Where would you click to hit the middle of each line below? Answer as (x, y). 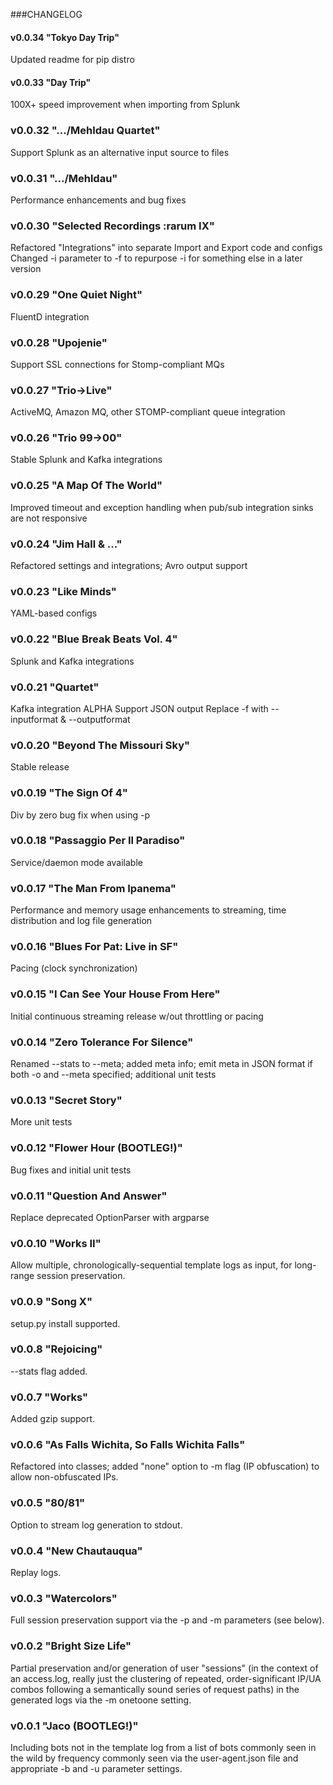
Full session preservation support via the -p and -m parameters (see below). (167, 1620)
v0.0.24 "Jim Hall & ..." (66, 544)
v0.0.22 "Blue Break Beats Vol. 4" (94, 639)
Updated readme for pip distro (72, 60)
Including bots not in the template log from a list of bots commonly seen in (163, 1747)
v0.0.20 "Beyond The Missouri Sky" (100, 745)
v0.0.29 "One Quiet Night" (76, 295)
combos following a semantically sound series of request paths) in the (155, 1689)
